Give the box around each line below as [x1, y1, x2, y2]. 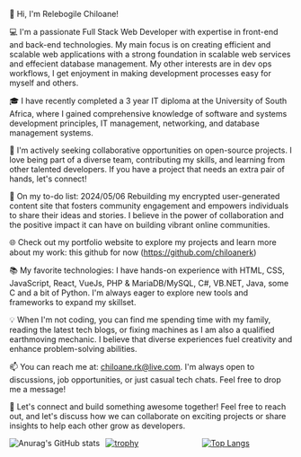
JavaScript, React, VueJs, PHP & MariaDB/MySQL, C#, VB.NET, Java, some [9, 278, 289, 288]
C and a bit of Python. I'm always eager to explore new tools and [9, 287, 249, 298]
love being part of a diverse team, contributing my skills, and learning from [9, 154, 286, 165]
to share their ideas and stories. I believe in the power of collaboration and [9, 210, 285, 220]
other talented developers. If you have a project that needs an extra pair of [9, 164, 285, 174]
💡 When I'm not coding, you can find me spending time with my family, [9, 314, 271, 325]
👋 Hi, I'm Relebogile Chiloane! [9, 9, 120, 19]
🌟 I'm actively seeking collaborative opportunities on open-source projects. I [9, 145, 292, 155]
